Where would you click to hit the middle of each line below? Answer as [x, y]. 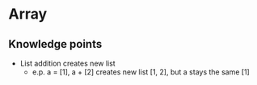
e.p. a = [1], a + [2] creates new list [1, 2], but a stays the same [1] [141, 72]
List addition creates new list [67, 63]
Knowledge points [55, 44]
